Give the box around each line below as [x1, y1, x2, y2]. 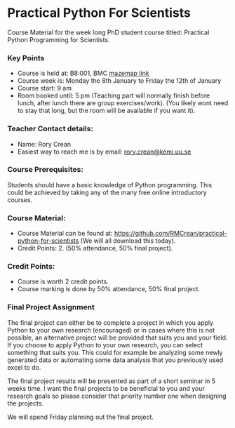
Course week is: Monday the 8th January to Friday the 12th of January [17, 76, 222, 85]
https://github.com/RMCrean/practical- [114, 229, 227, 238]
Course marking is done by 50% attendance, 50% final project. [17, 285, 201, 293]
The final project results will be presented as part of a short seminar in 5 [7, 377, 216, 385]
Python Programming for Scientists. [7, 35, 110, 44]
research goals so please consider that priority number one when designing [7, 392, 227, 400]
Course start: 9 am [17, 84, 72, 93]
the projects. [7, 399, 44, 408]
